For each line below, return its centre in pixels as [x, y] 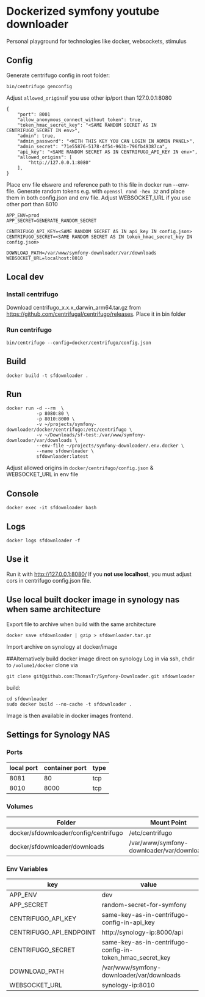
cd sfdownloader [27, 699]
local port [24, 768]
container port [65, 768]
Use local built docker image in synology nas [93, 600]
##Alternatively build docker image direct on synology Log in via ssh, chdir [100, 659]
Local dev [25, 277]
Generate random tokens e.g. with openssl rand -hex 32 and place [101, 191]
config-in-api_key [128, 922]
